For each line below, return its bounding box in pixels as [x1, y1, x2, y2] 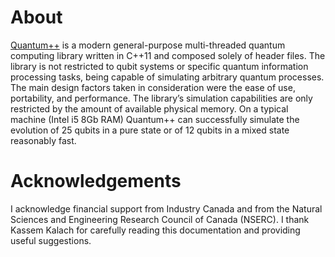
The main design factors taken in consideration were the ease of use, [10, 81, 296, 93]
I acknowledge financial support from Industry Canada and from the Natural [10, 202, 323, 215]
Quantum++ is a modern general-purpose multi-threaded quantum [10, 39, 286, 51]
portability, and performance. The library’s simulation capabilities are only [10, 92, 313, 104]
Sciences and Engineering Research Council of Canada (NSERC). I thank [10, 213, 310, 225]
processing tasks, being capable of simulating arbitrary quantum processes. [10, 71, 325, 83]
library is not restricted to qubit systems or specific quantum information [10, 60, 309, 72]
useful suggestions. [10, 234, 92, 246]
